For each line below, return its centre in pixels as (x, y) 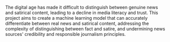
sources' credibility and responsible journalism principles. (65, 34)
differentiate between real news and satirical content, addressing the (77, 23)
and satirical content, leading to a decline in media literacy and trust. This (82, 13)
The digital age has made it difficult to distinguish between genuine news (82, 7)
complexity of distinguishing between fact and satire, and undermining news (85, 29)
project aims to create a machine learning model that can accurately (77, 18)
